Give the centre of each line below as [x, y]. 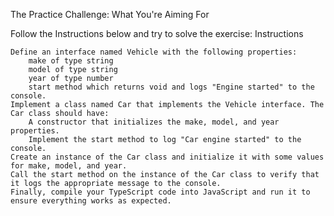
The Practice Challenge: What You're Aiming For [110, 14]
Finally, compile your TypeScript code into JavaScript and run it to [160, 192]
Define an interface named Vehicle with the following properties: [154, 52]
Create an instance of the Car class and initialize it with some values [167, 157]
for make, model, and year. [69, 166]
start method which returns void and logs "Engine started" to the [171, 87]
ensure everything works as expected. [91, 201]
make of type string [71, 61]
